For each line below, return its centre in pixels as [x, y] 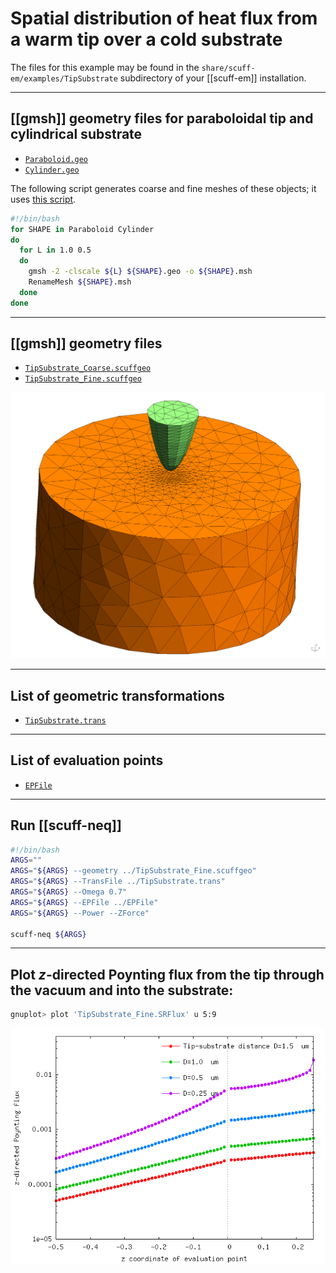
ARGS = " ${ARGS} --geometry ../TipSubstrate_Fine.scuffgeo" [133, 871]
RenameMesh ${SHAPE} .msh [80, 282]
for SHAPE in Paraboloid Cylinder [82, 229]
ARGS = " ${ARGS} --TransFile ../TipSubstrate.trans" [118, 882]
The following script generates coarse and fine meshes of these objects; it [163, 188]
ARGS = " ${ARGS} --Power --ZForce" [80, 913]
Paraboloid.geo [56, 159]
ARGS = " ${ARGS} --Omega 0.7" [69, 892]
